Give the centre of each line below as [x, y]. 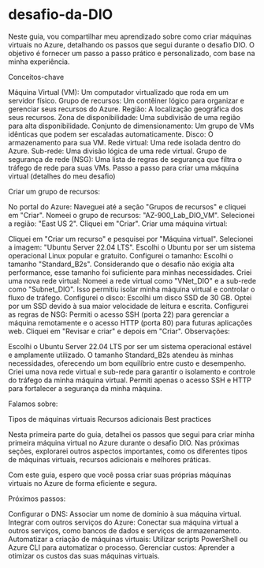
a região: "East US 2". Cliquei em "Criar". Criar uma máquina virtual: [118, 224]
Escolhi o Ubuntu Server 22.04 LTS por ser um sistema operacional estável [130, 346]
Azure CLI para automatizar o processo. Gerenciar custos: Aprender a [121, 547]
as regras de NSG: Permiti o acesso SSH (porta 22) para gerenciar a [119, 314]
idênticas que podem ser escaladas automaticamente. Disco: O [111, 134]
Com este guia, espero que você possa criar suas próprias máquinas [120, 475]
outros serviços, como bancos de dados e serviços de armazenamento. [125, 530]
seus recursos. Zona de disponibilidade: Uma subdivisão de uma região [124, 117]
